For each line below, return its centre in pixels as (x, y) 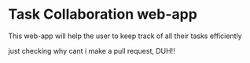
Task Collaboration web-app (103, 14)
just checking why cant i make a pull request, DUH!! (92, 51)
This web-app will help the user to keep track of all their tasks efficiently (125, 36)
